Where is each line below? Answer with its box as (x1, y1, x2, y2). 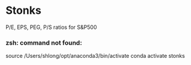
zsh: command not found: (5, 39, 82, 47)
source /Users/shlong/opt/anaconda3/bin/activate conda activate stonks (5, 52, 185, 60)
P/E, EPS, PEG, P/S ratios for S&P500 (5, 23, 97, 31)
